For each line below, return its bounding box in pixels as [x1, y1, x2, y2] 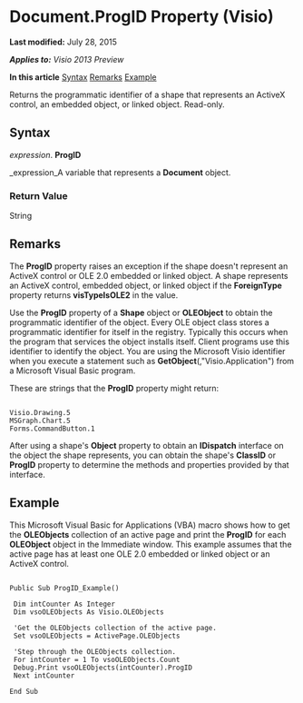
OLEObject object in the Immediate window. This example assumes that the [9, 539, 292, 550]
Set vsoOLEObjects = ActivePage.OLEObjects [13, 631, 181, 640]
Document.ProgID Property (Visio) [9, 6, 274, 27]
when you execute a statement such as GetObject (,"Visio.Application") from [9, 355, 295, 366]
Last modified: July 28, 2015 [9, 36, 118, 47]
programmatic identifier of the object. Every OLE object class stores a [9, 316, 269, 328]
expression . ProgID [9, 149, 82, 160]
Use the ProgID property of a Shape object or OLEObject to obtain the [9, 307, 273, 318]
